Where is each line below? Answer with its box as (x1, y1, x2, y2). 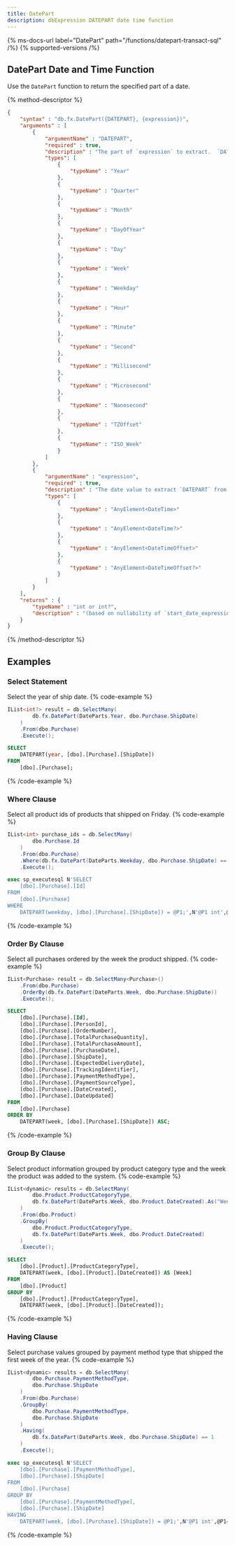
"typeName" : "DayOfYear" (69, 227, 145, 234)
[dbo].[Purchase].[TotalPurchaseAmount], (20, 1040, 142, 1047)
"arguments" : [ (20, 122, 68, 129)
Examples (7, 655, 51, 668)
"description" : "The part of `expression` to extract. (44, 148, 211, 155)
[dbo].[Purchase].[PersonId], (20, 1021, 108, 1028)
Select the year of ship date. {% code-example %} (7, 693, 152, 701)
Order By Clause (7, 938, 64, 948)
